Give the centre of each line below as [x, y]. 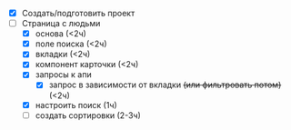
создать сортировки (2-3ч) [88, 115]
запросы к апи [63, 75]
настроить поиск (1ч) [76, 105]
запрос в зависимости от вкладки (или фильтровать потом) [165, 85]
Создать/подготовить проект [78, 13]
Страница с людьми [61, 24]
